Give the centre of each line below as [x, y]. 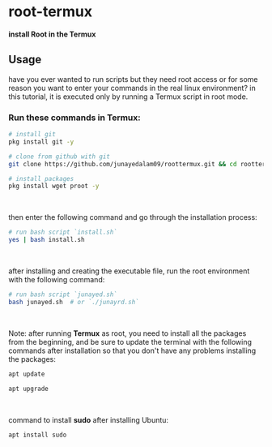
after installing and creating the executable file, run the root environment [129, 271]
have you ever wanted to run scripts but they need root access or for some [133, 79]
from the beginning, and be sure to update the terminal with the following [130, 342]
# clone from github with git [59, 157]
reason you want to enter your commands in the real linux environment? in [132, 88]
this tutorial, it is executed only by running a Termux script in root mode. [128, 97]
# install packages [41, 178]
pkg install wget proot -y [54, 186]
